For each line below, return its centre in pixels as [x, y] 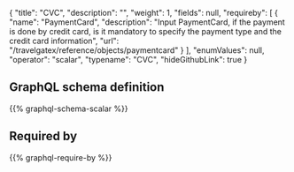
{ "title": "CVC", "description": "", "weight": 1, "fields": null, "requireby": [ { [144, 13]
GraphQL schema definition [87, 87]
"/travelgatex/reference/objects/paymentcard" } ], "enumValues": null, [137, 50]
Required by [43, 136]
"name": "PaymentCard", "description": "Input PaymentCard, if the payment [147, 22]
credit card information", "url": [64, 41]
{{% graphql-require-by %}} [61, 157]
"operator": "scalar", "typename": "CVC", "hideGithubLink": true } [128, 60]
